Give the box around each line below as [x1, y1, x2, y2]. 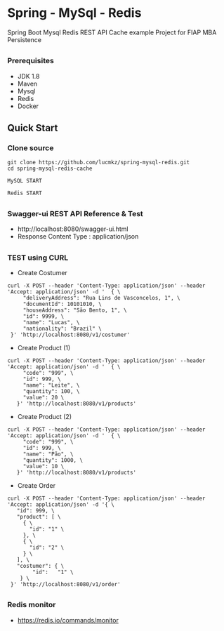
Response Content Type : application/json [17, 232, 139, 241]
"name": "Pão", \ [22, 451, 74, 458]
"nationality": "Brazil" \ [22, 325, 102, 332]
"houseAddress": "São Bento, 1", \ [22, 307, 128, 314]
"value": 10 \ [22, 463, 65, 470]
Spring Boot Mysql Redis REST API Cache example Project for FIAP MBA [7, 28, 217, 36]
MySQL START [7, 178, 42, 185]
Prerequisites [7, 56, 54, 66]
